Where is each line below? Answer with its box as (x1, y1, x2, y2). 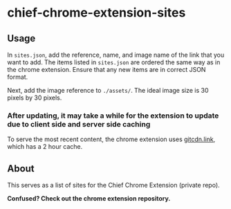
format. (7, 73, 28, 81)
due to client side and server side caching (7, 119, 151, 129)
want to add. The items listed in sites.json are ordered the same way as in (7, 58, 221, 66)
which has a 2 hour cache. (7, 143, 83, 151)
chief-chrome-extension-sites (7, 5, 186, 21)
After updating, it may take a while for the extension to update (7, 111, 219, 120)
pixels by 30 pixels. (7, 93, 62, 102)
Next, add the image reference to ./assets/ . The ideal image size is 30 (7, 87, 209, 94)
